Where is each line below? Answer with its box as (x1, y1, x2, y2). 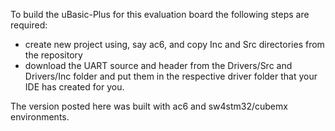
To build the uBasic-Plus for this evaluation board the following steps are (10, 9, 310, 20)
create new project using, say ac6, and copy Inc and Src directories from (24, 39, 325, 50)
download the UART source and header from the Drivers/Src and (24, 60, 293, 71)
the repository (24, 49, 83, 61)
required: (10, 19, 48, 31)
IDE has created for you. (24, 81, 125, 93)
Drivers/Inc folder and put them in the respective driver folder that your (24, 70, 318, 82)
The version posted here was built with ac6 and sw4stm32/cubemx (10, 100, 288, 112)
